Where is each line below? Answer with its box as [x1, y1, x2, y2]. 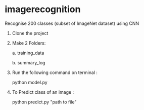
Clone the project [12, 30, 49, 36]
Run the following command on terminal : [12, 69, 98, 76]
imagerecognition [5, 4, 81, 15]
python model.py [12, 79, 47, 85]
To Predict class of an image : [12, 89, 74, 95]
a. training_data [12, 50, 44, 56]
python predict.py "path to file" [12, 99, 77, 105]
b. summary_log [12, 59, 45, 65]
